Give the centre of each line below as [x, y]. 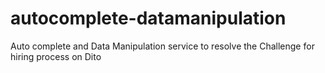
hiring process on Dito [56, 56]
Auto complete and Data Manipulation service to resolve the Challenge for [162, 46]
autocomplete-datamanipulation [148, 18]
